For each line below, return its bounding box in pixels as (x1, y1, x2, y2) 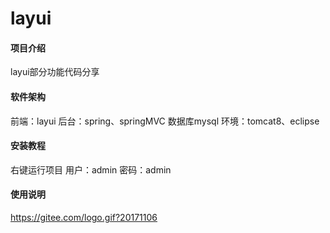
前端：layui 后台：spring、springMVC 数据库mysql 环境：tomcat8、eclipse (10, 115, 320, 127)
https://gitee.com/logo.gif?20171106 (10, 212, 158, 223)
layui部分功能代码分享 (10, 66, 100, 78)
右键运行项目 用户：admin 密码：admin (10, 163, 172, 176)
